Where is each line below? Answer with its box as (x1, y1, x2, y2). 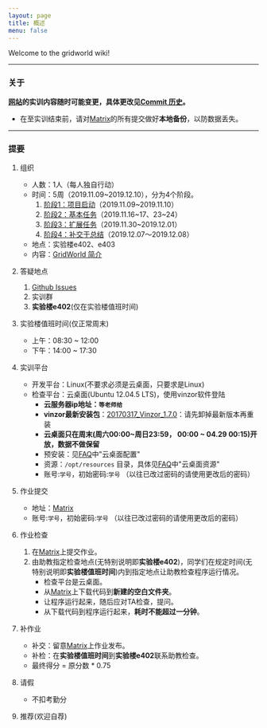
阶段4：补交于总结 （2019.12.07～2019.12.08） (43, 229, 194, 239)
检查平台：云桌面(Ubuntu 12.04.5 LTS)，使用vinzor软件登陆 (31, 389, 226, 399)
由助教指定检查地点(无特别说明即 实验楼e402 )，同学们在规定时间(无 (31, 557, 253, 566)
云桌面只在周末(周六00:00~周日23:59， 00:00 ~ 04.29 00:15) (43, 429, 250, 439)
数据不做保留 (57, 439, 100, 449)
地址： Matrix (31, 503, 74, 513)
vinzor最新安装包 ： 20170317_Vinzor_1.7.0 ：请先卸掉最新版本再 (43, 409, 247, 419)
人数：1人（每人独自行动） (31, 179, 119, 189)
